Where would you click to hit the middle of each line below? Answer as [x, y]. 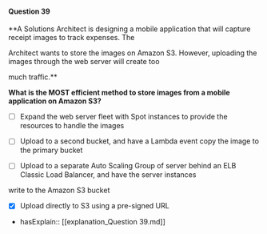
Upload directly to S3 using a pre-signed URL [94, 206]
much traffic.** [33, 77]
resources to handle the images [72, 126]
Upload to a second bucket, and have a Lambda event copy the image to [139, 141]
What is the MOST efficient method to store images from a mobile [119, 93]
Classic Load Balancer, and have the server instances [108, 175]
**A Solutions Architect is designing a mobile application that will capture [130, 29]
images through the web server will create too [84, 62]
